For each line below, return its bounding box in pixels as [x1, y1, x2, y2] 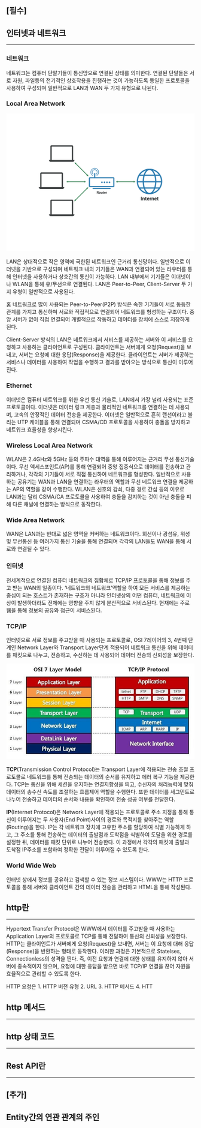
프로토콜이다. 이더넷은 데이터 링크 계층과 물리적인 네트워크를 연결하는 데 [6, 403, 174, 410]
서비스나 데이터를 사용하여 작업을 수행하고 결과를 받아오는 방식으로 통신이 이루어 [6, 359, 193, 366]
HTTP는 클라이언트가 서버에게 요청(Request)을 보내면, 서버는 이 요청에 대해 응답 [6, 940, 194, 947]
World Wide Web [6, 862, 57, 870]
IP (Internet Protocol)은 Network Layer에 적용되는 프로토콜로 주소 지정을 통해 [6, 809, 188, 816]
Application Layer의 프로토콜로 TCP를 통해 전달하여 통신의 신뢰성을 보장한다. [6, 932, 187, 940]
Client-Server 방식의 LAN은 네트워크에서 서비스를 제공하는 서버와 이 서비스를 [6, 336, 187, 343]
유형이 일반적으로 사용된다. [12, 288, 75, 295]
